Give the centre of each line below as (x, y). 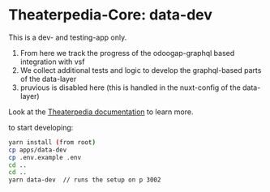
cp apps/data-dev (38, 150)
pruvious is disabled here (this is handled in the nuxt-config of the (130, 87)
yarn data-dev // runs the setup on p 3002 (85, 180)
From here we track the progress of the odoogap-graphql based (127, 53)
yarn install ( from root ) (52, 142)
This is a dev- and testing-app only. (68, 37)
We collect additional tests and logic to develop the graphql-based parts (141, 70)
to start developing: (41, 127)
